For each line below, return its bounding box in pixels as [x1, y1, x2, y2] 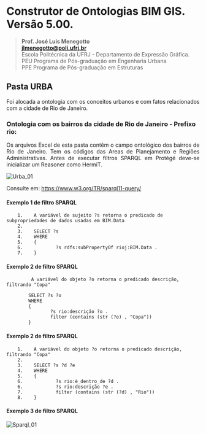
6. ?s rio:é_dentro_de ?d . [17, 378, 120, 384]
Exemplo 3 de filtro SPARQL [6, 407, 78, 415]
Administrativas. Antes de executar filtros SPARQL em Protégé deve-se [6, 155, 200, 162]
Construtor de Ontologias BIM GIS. [6, 4, 185, 18]
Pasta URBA [6, 82, 53, 92]
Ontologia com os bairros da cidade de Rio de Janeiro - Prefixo [6, 120, 196, 128]
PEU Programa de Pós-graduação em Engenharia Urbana [21, 57, 167, 64]
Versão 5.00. [6, 17, 74, 31]
